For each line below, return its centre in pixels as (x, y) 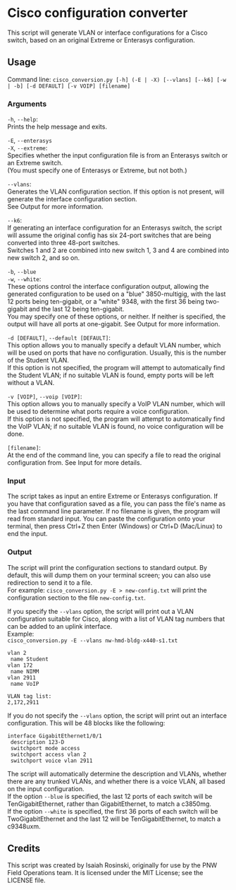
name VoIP (25, 684)
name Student (30, 659)
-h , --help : (23, 119)
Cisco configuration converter (98, 13)
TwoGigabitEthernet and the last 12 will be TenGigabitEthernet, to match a (114, 819)
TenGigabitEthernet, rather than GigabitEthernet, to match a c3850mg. (109, 804)
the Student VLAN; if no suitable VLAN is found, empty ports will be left (111, 375)
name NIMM (25, 671)
